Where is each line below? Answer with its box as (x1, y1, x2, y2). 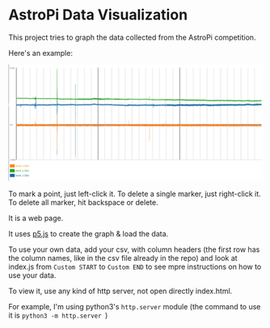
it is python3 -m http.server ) (8, 310, 108, 321)
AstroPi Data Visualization (8, 6, 188, 24)
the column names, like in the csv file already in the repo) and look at (8, 253, 238, 263)
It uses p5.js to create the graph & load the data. (8, 229, 169, 239)
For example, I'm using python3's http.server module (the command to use (8, 302, 261, 312)
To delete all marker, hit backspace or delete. (8, 198, 159, 207)
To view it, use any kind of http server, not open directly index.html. (8, 286, 233, 296)
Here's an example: (8, 48, 73, 58)
